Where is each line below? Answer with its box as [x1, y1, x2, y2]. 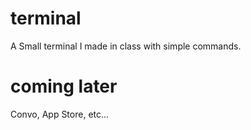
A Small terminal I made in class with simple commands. [10, 40, 242, 52]
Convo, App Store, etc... [10, 108, 110, 120]
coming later [10, 75, 118, 98]
